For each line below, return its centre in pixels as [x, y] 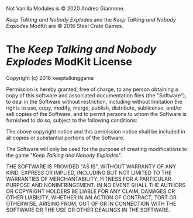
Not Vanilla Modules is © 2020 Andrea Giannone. [66, 8]
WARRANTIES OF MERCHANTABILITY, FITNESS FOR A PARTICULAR [89, 179]
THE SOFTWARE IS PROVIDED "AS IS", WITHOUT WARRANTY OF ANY [91, 166]
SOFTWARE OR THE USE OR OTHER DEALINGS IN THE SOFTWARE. [88, 210]
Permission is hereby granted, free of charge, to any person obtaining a [92, 89]
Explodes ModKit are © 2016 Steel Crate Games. [65, 26]
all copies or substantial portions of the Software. [65, 138]
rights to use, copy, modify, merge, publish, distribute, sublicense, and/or [94, 108]
